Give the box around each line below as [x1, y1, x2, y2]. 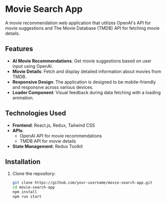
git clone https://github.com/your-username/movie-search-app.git [12, 180, 153, 185]
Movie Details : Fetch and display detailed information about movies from [12, 68, 162, 74]
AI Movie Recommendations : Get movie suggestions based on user [12, 58, 152, 64]
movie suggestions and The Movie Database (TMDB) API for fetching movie [5, 25, 160, 31]
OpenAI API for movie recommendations [19, 133, 103, 139]
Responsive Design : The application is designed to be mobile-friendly [12, 79, 156, 85]
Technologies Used [5, 109, 66, 117]
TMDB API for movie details [19, 138, 76, 144]
